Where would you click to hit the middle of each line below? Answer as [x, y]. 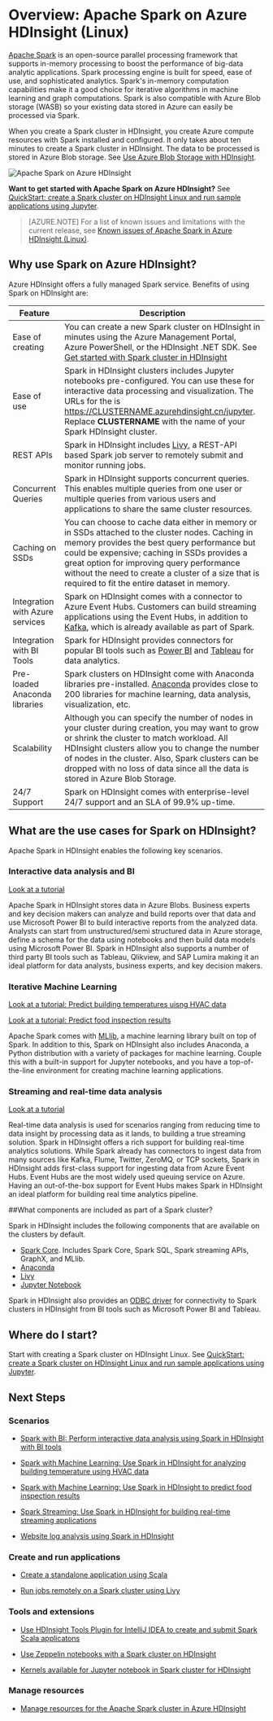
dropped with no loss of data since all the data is [157, 769]
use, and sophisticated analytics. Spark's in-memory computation [119, 81]
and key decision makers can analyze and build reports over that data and [132, 913]
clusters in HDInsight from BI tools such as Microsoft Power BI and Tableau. [135, 1309]
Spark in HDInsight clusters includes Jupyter [149, 370]
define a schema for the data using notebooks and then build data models [132, 939]
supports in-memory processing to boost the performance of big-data [126, 63]
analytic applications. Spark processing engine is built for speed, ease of [130, 72]
